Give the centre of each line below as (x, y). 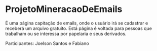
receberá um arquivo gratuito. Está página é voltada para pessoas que (78, 28)
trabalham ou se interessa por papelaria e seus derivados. (66, 33)
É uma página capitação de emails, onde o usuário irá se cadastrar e (77, 23)
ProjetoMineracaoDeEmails (64, 9)
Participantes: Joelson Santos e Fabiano (47, 43)
